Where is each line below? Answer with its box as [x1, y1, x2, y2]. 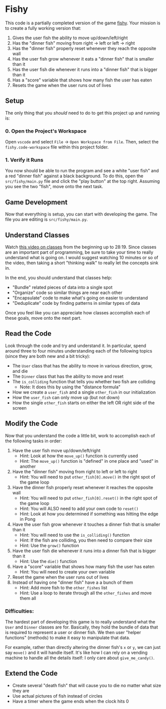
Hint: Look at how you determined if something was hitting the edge [19, 510, 159, 517]
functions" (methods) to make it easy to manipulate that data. [5, 635, 130, 640]
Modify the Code [5, 420, 58, 428]
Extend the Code [5, 669, 58, 678]
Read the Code [5, 329, 52, 338]
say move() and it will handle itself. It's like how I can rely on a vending [5, 649, 148, 655]
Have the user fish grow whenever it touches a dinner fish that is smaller [12, 521, 161, 527]
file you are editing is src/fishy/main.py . [5, 216, 88, 222]
